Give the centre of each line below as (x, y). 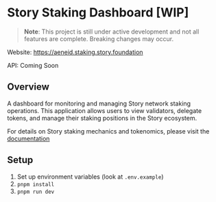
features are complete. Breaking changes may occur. (99, 38)
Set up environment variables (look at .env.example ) (90, 177)
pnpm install (36, 184)
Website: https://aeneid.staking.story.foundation (75, 52)
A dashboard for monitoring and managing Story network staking (99, 103)
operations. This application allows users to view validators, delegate (105, 110)
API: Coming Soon (33, 65)
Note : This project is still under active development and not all (111, 31)
